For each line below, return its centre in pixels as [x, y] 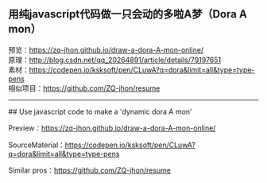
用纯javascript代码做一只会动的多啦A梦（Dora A [128, 14]
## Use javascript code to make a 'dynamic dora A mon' [100, 111]
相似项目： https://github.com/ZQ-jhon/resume [84, 88]
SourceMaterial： [37, 145]
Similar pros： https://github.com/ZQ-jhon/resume [89, 170]
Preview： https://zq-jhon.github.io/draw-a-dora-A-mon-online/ [112, 128]
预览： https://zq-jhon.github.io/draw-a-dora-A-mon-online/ [106, 49]
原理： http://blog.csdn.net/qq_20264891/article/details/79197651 [115, 60]
